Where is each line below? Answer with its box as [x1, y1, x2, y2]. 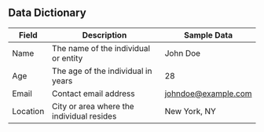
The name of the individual [52, 42, 151, 53]
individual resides [52, 110, 117, 121]
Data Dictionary [8, 6, 86, 20]
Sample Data [184, 29, 233, 40]
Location [12, 105, 45, 116]
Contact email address [52, 88, 135, 99]
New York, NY [164, 105, 216, 116]
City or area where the [52, 101, 135, 112]
